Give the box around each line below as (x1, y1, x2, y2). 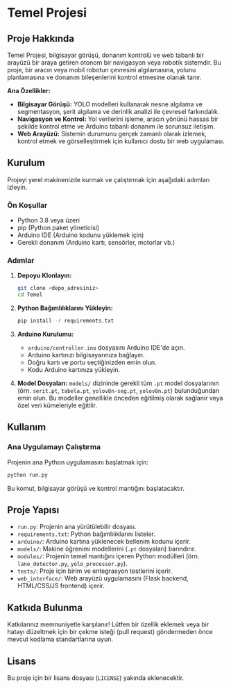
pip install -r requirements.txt (17, 318, 114, 325)
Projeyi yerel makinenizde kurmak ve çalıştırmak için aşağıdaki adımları (7, 175, 210, 184)
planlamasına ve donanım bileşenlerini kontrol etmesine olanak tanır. (7, 73, 202, 81)
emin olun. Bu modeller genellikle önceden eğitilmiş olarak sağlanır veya (17, 394, 223, 403)
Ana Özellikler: (7, 87, 51, 95)
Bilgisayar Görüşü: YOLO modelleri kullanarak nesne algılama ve (17, 100, 203, 108)
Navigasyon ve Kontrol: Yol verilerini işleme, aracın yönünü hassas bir (17, 115, 219, 123)
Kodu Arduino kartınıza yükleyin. (27, 366, 121, 374)
